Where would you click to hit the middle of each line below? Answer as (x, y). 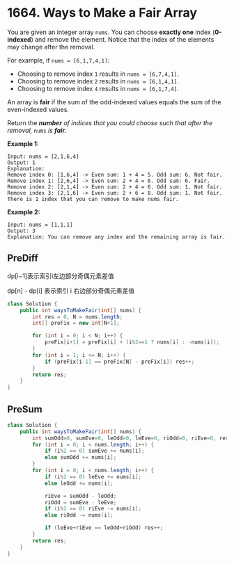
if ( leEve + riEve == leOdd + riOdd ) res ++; (104, 528)
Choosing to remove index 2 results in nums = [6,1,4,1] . (98, 81)
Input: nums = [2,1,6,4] (43, 156)
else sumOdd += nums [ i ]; (80, 458)
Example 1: (23, 143)
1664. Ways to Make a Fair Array (102, 13)
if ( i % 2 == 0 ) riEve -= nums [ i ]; (93, 509)
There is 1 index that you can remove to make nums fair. (93, 199)
